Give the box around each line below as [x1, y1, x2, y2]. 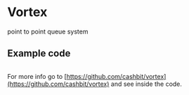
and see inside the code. [110, 80, 183, 88]
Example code [7, 47, 71, 59]
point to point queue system [7, 27, 89, 36]
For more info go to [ [7, 72, 67, 80]
